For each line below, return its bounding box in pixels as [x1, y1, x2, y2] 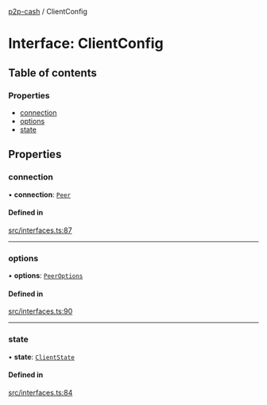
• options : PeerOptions [8, 271, 83, 280]
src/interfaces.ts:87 [8, 226, 73, 235]
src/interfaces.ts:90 [8, 307, 73, 316]
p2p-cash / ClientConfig [8, 7, 87, 16]
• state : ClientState [8, 352, 75, 361]
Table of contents [8, 66, 97, 79]
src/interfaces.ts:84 [8, 388, 73, 397]
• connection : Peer [8, 190, 72, 199]
